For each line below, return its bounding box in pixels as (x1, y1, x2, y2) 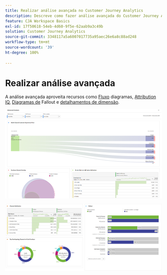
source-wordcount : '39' (5, 45, 55, 50)
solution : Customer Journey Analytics (5, 29, 85, 34)
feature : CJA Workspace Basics (5, 18, 70, 23)
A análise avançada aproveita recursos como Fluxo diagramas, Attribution (5, 94, 157, 100)
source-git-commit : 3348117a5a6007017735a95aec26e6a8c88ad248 (5, 34, 137, 39)
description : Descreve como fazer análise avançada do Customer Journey (5, 13, 159, 18)
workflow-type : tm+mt (5, 40, 50, 45)
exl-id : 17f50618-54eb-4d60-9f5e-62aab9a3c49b (5, 24, 103, 29)
